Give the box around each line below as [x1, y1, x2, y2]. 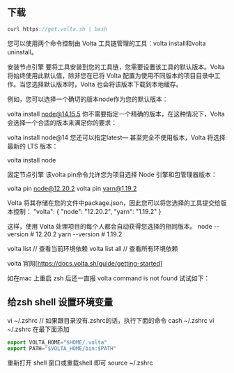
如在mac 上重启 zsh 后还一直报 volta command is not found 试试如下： [7, 274, 210, 282]
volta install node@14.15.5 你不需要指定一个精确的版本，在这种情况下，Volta [7, 109, 225, 118]
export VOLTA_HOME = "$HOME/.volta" [7, 339, 108, 346]
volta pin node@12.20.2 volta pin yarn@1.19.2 [7, 184, 137, 192]
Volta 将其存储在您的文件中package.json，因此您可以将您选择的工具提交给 [7, 198, 221, 207]
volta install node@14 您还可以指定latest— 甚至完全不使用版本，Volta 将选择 [7, 133, 226, 142]
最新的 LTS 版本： [7, 142, 58, 150]
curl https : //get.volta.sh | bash [7, 25, 108, 33]
